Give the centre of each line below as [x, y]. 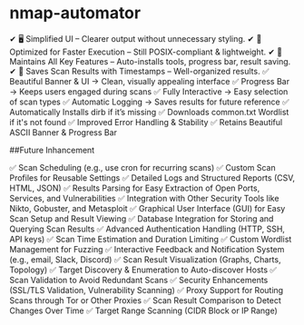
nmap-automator [75, 13]
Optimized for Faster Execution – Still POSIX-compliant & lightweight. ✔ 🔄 [146, 52]
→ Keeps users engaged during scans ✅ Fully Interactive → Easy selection [149, 91]
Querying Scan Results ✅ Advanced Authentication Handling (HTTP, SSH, [147, 229]
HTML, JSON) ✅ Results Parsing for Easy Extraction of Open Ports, [135, 188]
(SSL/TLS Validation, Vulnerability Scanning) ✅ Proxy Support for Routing [147, 290]
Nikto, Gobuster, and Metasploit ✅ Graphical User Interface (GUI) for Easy [147, 208]
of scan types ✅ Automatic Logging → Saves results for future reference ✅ [149, 102]
